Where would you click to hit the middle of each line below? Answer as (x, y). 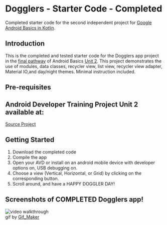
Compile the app (30, 157)
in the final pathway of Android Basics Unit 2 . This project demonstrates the (83, 61)
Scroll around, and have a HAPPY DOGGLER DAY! (64, 183)
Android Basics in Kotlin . (30, 27)
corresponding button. (36, 178)
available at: (25, 112)
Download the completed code (44, 152)
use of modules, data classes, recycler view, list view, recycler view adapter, (84, 66)
